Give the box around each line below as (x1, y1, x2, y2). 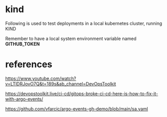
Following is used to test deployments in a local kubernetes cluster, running (5, 20, 162, 26)
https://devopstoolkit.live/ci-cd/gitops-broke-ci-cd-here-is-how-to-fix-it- (5, 90, 158, 97)
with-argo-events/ (5, 96, 44, 102)
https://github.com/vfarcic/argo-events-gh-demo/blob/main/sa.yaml (5, 105, 148, 112)
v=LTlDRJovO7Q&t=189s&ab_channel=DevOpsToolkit (5, 81, 116, 87)
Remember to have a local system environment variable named (5, 35, 137, 42)
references (5, 59, 53, 70)
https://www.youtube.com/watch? (5, 75, 76, 82)
